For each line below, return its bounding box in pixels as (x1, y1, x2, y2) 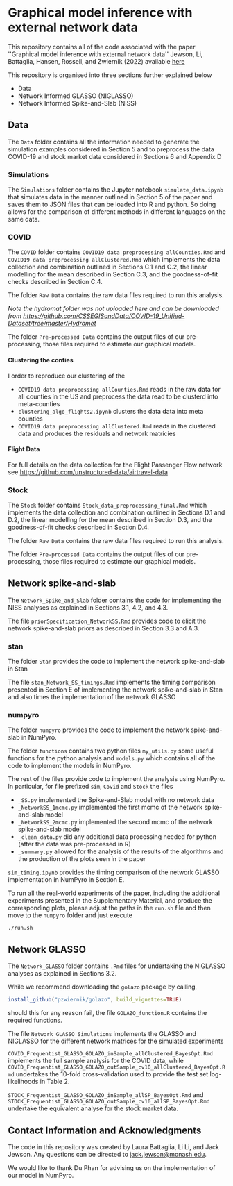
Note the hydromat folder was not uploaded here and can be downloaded (8, 304, 219, 313)
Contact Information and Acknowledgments (8, 1124, 202, 1136)
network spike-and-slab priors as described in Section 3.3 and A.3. (8, 624, 200, 633)
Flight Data (8, 445, 40, 453)
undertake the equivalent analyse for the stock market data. (8, 1104, 179, 1112)
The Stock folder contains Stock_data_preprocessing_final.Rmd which (8, 501, 207, 510)
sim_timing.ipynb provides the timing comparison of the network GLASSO (8, 868, 221, 876)
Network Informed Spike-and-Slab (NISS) (17, 99, 137, 107)
